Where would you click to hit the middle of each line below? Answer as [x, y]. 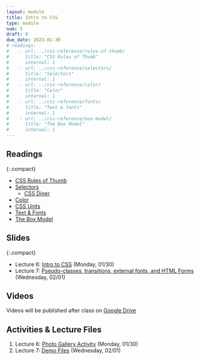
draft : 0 [17, 34]
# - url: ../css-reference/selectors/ [59, 68]
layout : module [25, 12]
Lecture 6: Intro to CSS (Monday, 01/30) [65, 264]
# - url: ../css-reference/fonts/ [54, 101]
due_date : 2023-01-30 [34, 40]
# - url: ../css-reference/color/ [54, 85]
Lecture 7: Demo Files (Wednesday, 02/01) [68, 350]
